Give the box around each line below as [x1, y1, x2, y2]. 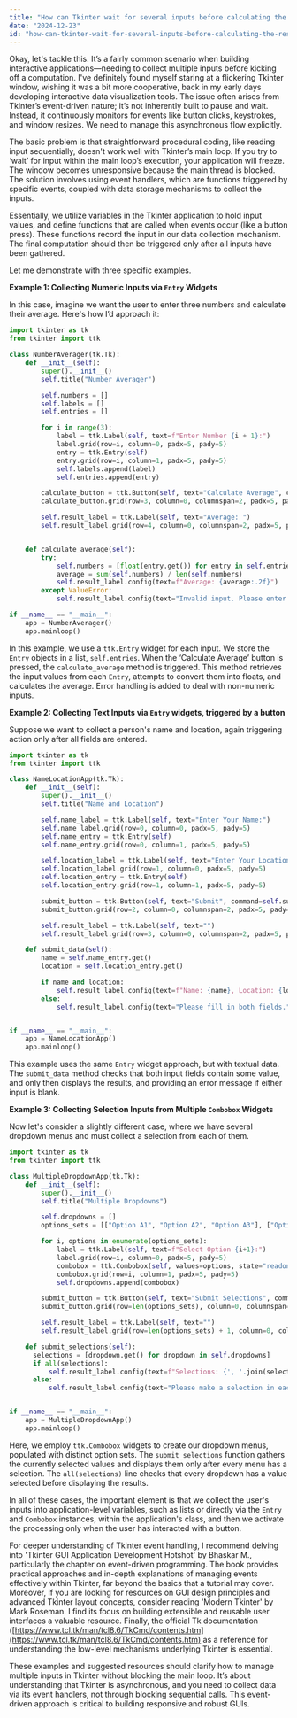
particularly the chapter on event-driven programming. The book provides [9, 1559, 278, 1569]
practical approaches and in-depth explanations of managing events [9, 1568, 258, 1579]
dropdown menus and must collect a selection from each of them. [9, 1131, 249, 1141]
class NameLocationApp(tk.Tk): [9, 775, 125, 784]
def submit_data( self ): [25, 945, 113, 955]
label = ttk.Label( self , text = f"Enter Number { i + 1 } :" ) [56, 431, 271, 441]
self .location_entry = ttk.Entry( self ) [41, 873, 188, 882]
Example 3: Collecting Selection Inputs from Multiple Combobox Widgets [9, 1104, 274, 1115]
